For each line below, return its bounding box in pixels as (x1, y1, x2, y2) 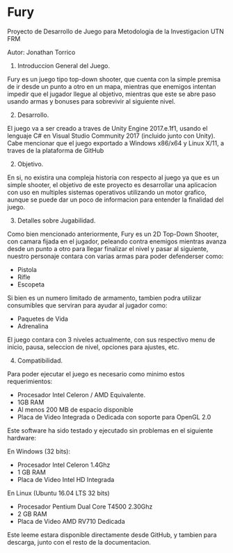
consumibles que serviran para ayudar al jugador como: (7, 300, 168, 310)
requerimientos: (7, 377, 53, 385)
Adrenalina (17, 321, 49, 330)
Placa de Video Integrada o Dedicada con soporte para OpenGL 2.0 (17, 412, 211, 421)
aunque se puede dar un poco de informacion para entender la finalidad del (7, 195, 224, 204)
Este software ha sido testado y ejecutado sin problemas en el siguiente (7, 426, 214, 435)
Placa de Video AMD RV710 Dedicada (17, 517, 125, 525)
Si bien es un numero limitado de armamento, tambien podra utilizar (7, 294, 202, 302)
